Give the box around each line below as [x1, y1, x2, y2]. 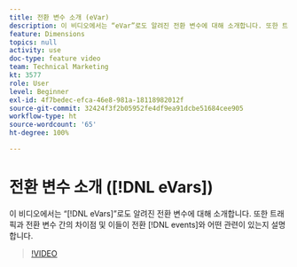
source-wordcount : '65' [9, 121, 98, 130]
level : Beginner [9, 87, 69, 96]
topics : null [9, 37, 58, 47]
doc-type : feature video [9, 54, 101, 63]
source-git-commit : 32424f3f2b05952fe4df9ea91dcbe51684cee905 [9, 104, 244, 113]
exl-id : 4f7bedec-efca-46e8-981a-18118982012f [9, 95, 184, 105]
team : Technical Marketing [9, 63, 109, 72]
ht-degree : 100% [9, 129, 69, 137]
